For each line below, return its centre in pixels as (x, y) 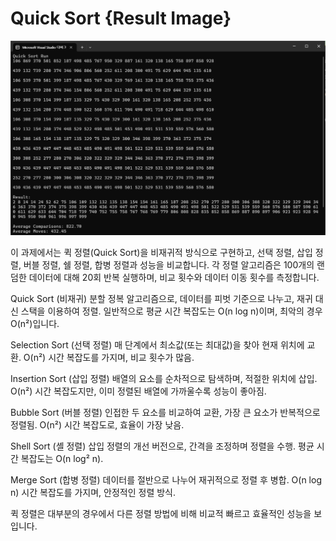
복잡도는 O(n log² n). (62, 459)
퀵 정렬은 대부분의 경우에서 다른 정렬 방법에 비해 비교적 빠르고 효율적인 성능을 (161, 514)
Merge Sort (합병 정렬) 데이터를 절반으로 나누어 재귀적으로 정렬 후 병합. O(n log (166, 480)
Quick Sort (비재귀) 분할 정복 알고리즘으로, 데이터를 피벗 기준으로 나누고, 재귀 (161, 299)
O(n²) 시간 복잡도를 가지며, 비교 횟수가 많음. (109, 358)
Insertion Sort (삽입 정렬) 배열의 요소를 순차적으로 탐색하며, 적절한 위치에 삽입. (164, 379)
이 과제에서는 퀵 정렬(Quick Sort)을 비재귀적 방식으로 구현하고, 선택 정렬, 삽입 (161, 253)
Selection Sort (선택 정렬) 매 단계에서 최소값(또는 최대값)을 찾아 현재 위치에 (157, 345)
